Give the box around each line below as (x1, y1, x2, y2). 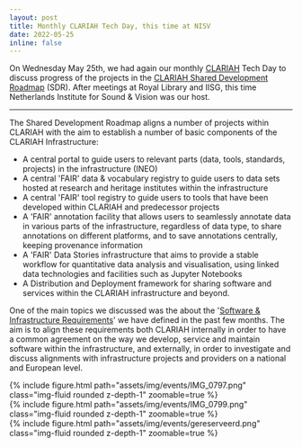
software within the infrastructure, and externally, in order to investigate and (9, 344, 291, 354)
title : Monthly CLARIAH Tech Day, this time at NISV (9, 22, 211, 31)
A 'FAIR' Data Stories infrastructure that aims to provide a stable (22, 249, 259, 261)
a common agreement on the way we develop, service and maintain (9, 334, 261, 344)
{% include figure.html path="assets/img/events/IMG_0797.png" (9, 380, 247, 391)
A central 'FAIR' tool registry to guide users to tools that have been (22, 192, 269, 203)
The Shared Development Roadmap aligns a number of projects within (9, 118, 270, 129)
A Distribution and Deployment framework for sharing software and (22, 278, 272, 289)
